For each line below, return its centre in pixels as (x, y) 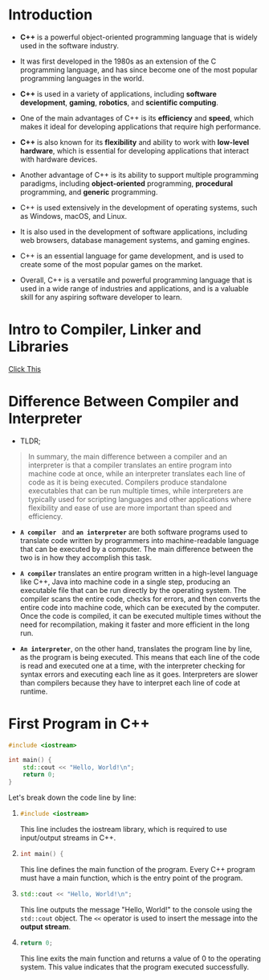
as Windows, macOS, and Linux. (73, 216)
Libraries (39, 347)
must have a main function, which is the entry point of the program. (131, 878)
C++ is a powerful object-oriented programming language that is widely (139, 37)
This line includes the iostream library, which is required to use (123, 829)
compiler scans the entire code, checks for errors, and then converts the (140, 599)
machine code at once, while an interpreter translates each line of (137, 473)
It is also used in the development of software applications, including (133, 232)
